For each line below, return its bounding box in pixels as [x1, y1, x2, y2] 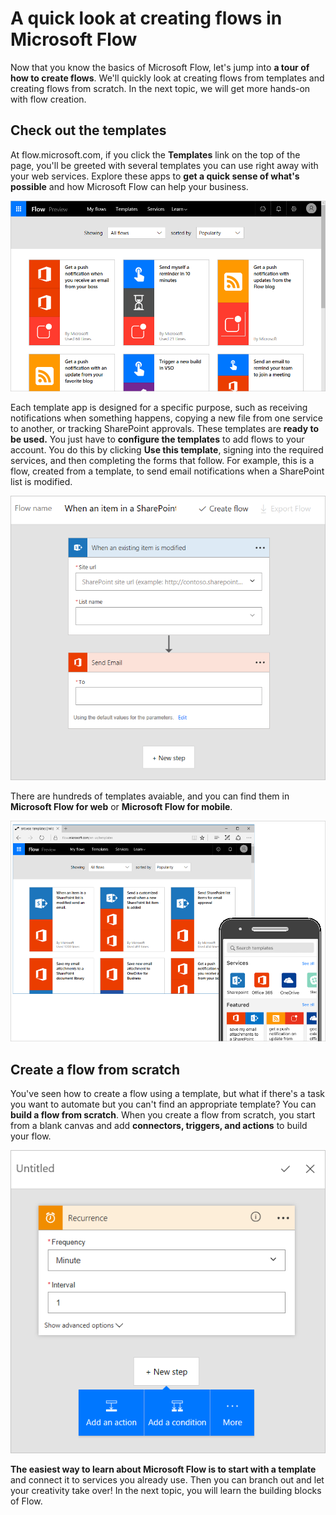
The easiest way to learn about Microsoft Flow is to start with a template [10, 1463, 317, 1475]
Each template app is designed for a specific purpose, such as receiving [10, 401, 308, 413]
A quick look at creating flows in [10, 7, 283, 30]
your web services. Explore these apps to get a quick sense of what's [10, 170, 300, 182]
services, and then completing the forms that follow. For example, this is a [10, 454, 315, 466]
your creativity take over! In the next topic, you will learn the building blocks [10, 1484, 322, 1496]
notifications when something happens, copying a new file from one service [10, 412, 323, 424]
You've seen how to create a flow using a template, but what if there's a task [10, 1088, 325, 1100]
